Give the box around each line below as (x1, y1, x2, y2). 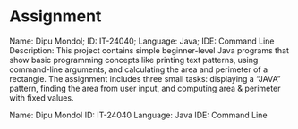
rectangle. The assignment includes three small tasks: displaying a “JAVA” (9, 73, 281, 84)
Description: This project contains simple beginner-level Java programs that (9, 44, 289, 55)
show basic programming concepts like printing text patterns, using (9, 54, 259, 65)
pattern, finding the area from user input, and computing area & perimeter (9, 83, 281, 93)
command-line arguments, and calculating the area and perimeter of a (9, 64, 268, 75)
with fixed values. (9, 92, 74, 103)
